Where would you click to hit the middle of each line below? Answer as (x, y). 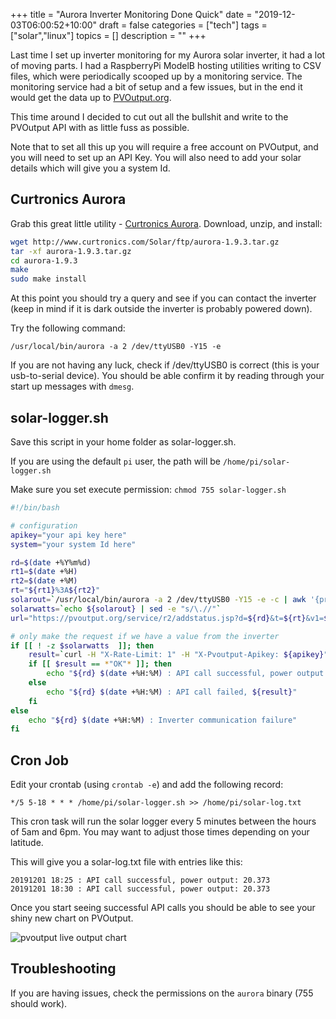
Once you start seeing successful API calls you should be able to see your (163, 908)
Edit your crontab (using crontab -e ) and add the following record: (147, 785)
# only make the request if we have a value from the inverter (145, 636)
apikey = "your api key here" (69, 535)
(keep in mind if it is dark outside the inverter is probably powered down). (161, 309)
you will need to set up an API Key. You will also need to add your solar (156, 157)
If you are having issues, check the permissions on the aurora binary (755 (162, 993)
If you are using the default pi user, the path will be (115, 461)
